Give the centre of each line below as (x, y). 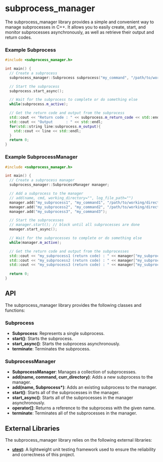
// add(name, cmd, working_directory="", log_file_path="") (71, 198)
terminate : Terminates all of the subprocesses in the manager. (74, 413)
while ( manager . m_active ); (36, 242)
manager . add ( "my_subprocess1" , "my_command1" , (57, 202)
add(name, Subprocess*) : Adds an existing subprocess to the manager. (84, 387)
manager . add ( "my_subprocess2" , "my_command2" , (57, 207)
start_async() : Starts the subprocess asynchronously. (66, 344)
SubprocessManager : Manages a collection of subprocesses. (74, 372)
